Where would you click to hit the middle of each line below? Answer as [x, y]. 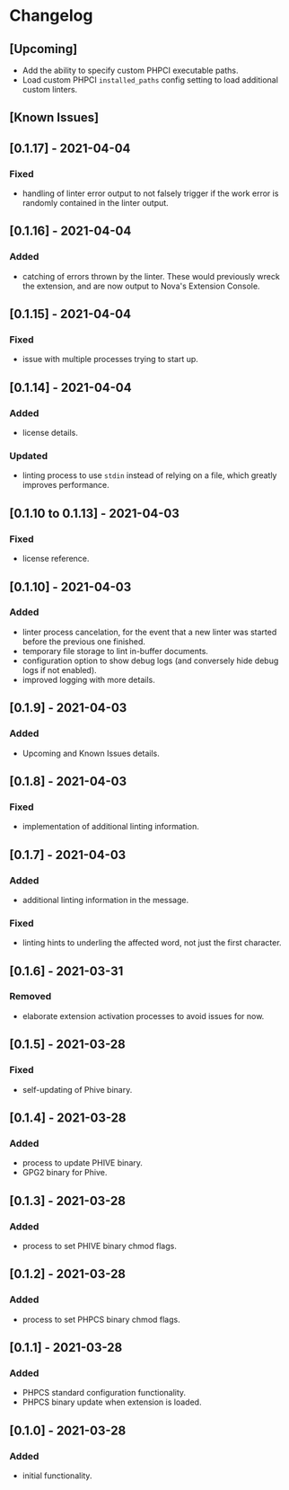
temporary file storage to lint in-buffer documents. [115, 651]
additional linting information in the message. [105, 900]
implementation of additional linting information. [111, 827]
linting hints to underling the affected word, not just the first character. [152, 943]
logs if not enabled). [59, 670]
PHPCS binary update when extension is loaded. [112, 1402]
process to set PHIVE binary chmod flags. [99, 1246]
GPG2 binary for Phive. [65, 1173]
